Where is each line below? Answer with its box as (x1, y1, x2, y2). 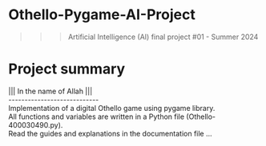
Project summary (8, 60, 126, 78)
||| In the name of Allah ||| (8, 86, 93, 96)
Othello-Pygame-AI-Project (8, 6, 196, 24)
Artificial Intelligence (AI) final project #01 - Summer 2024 (67, 32, 259, 41)
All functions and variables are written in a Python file (8, 112, 185, 121)
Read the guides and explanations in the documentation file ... (8, 128, 212, 138)
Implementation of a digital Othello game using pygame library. (8, 103, 216, 112)
